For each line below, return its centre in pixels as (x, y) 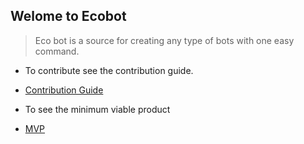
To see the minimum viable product (97, 109)
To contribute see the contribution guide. (109, 70)
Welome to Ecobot (68, 16)
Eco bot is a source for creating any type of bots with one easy (164, 40)
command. (57, 51)
